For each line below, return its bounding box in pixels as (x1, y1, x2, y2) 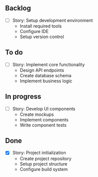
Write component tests (19, 122, 67, 128)
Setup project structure (19, 160, 68, 167)
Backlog (5, 4, 31, 13)
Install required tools (19, 23, 62, 29)
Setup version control (19, 34, 64, 40)
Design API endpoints (19, 67, 65, 73)
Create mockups (19, 111, 54, 117)
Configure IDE (19, 28, 49, 34)
